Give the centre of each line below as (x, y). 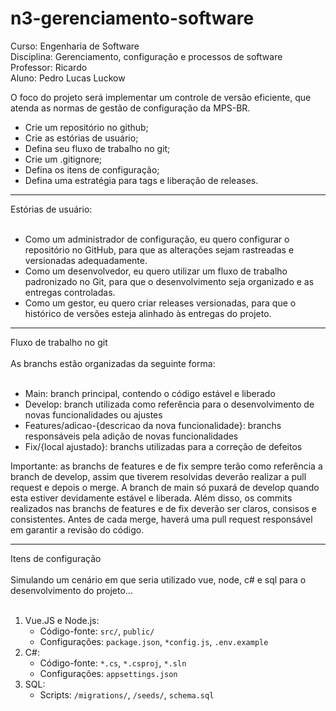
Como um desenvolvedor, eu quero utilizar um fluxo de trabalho (156, 271)
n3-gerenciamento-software (132, 18)
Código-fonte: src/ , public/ (97, 631)
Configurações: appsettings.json (108, 673)
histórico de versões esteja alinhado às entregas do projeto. (148, 313)
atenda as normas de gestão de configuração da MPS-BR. (130, 108)
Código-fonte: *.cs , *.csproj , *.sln (113, 663)
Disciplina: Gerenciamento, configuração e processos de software (146, 56)
